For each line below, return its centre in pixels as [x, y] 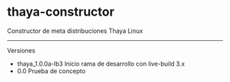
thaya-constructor [61, 12]
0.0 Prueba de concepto [51, 71]
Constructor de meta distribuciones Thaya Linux [75, 31]
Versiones [21, 50]
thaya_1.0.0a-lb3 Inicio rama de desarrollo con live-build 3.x [101, 64]
